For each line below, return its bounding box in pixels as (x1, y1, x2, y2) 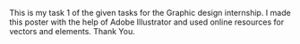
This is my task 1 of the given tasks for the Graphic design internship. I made (9, 8, 291, 18)
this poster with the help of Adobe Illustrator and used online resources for (9, 17, 285, 27)
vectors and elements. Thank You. (9, 26, 136, 36)
